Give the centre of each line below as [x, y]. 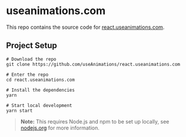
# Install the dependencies [41, 90]
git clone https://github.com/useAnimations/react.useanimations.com [93, 64]
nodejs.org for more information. [60, 128]
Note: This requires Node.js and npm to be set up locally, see [95, 121]
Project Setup [32, 46]
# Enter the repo [27, 75]
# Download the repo [31, 59]
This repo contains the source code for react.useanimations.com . [85, 27]
